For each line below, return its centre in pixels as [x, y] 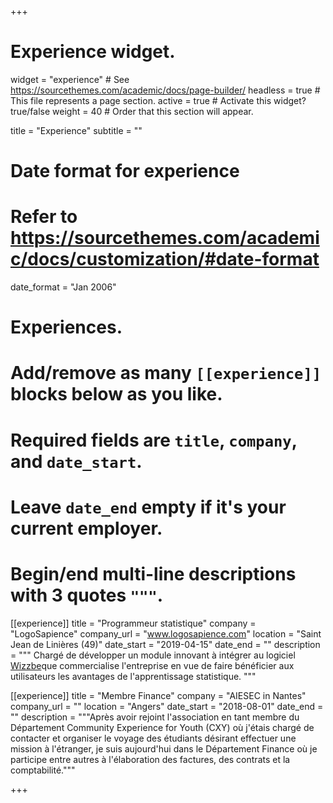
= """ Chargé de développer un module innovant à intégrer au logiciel [153, 655]
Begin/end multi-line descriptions [153, 574]
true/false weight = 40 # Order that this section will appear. [132, 111]
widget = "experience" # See [70, 79]
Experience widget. [93, 52]
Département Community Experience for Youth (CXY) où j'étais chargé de [162, 727]
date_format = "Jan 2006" [63, 287]
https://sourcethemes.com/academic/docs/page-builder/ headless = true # [165, 90]
